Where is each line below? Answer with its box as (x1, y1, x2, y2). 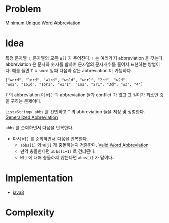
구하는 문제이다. (10, 98, 42, 104)
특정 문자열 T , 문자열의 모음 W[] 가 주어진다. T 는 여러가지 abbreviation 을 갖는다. (5, 55, 164, 61)
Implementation (5, 172, 73, 184)
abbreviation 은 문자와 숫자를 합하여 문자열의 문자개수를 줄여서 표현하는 (5, 61, 147, 67)
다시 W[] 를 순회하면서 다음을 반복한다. (12, 135, 88, 142)
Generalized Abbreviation (5, 114, 58, 120)
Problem (5, 3, 41, 15)
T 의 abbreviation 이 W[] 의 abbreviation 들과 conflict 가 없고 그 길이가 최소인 (5, 92, 159, 98)
